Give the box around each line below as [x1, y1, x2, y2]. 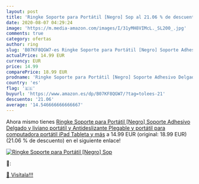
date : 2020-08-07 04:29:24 [6, 19, 73, 25]
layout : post [6, 8, 38, 15]
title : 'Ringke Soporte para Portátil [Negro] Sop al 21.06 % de [6, 14, 171, 20]
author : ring [6, 42, 38, 48]
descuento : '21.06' [6, 96, 54, 102]
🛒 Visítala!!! [6, 171, 34, 178]
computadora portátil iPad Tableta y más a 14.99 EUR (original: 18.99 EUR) [6, 130, 187, 137]
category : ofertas [6, 36, 52, 42]
